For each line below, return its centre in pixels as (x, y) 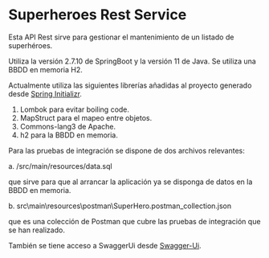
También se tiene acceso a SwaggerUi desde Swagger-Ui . (105, 245)
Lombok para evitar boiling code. (75, 109)
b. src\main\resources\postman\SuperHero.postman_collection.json (120, 206)
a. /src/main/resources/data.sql (60, 166)
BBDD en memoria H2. (45, 69)
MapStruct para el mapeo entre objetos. (86, 117)
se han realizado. (37, 230)
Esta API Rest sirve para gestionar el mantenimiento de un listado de (121, 37)
